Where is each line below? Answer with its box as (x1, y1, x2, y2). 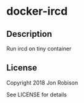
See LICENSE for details (6, 91, 67, 98)
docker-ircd (6, 4, 68, 18)
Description (6, 29, 52, 39)
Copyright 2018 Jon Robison (6, 78, 78, 86)
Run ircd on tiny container (6, 45, 72, 52)
